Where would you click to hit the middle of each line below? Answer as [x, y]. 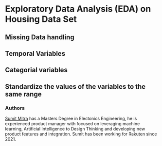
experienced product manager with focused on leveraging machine [72, 124]
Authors [15, 108]
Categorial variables [36, 70]
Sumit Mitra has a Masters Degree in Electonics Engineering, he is [71, 119]
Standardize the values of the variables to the [75, 87]
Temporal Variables [35, 54]
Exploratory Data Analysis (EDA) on [78, 9]
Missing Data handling [40, 37]
